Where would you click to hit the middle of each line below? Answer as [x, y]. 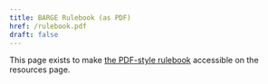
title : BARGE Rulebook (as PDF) [70, 18]
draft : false [34, 34]
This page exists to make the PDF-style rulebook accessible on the [134, 61]
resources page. [40, 70]
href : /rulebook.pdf [48, 26]
